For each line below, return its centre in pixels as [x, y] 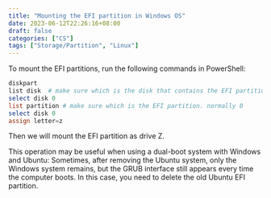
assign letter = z [35, 121]
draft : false [30, 31]
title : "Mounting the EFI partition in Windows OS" [97, 16]
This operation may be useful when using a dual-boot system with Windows [135, 152]
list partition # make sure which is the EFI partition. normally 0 [126, 105]
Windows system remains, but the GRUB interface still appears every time [131, 169]
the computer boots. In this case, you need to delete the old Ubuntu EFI [127, 177]
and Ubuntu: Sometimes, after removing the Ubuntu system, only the [123, 160]
